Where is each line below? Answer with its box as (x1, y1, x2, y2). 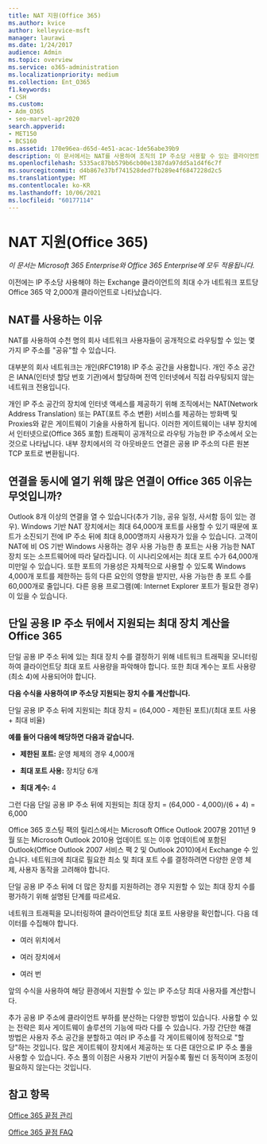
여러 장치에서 (19, 952, 61, 961)
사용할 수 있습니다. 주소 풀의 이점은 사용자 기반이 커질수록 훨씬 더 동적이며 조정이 (8, 1052, 258, 1061)
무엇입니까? (8, 489, 63, 503)
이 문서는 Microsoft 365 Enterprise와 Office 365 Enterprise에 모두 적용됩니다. (8, 261, 255, 270)
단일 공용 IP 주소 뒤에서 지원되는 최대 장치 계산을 (8, 616, 230, 630)
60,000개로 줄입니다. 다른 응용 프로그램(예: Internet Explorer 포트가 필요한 (8, 582, 242, 591)
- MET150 (8, 129, 37, 137)
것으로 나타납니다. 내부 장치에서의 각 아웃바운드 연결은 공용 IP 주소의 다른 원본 (8, 439, 250, 449)
